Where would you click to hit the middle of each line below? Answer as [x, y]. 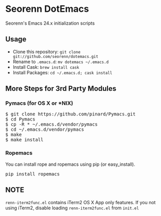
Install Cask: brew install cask [46, 67]
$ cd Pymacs [20, 119]
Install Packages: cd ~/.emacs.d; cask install [62, 72]
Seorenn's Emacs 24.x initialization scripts [50, 23]
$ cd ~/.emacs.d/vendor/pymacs [45, 130]
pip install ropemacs [33, 174]
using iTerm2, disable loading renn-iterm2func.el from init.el [72, 208]
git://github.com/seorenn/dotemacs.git [56, 56]
